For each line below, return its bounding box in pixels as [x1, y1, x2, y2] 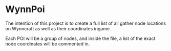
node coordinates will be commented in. [5, 40, 90, 46]
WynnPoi [5, 4, 45, 15]
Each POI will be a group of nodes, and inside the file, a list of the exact [5, 35, 156, 41]
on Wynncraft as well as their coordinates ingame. [5, 25, 111, 31]
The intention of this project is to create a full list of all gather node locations [5, 20, 166, 26]
